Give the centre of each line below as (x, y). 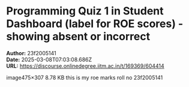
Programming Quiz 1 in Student (85, 11)
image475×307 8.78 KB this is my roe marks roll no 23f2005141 (85, 77)
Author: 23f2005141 (31, 53)
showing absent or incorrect (78, 37)
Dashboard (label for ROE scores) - (95, 24)
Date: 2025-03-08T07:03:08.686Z (49, 59)
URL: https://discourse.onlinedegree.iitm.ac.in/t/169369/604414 (85, 66)
